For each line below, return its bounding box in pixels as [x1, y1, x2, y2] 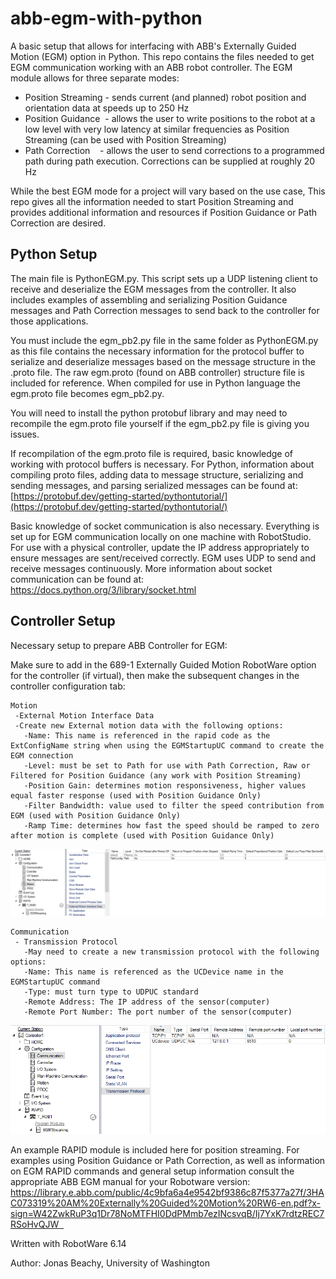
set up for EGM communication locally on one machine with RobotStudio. [10, 530, 312, 542]
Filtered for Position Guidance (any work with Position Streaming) [10, 770, 302, 781]
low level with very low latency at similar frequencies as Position [24, 123, 290, 135]
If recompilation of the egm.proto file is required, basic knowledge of [10, 447, 294, 459]
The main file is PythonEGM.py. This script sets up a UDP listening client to [10, 272, 318, 284]
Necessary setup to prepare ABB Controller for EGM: [10, 639, 228, 651]
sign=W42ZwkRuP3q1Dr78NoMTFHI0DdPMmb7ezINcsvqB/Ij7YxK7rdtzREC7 [10, 1208, 325, 1220]
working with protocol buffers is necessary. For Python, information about [10, 458, 315, 470]
